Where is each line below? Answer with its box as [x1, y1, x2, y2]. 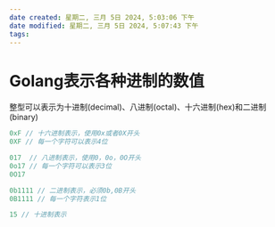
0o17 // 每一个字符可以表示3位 [9, 161, 112, 170]
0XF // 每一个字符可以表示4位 [9, 137, 109, 147]
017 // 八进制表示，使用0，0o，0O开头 [9, 153, 141, 163]
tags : [9, 29, 29, 38]
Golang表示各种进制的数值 [9, 70, 205, 91]
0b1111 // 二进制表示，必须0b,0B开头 [9, 186, 137, 195]
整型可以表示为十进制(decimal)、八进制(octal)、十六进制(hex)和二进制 [9, 101, 267, 112]
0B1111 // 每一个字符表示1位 [9, 194, 107, 203]
